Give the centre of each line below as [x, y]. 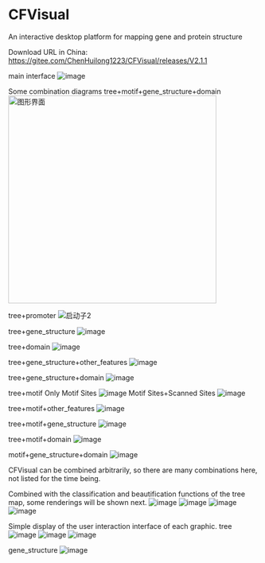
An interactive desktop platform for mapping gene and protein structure [125, 37]
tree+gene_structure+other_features [68, 362]
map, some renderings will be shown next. [78, 502]
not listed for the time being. [55, 478]
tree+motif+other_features [52, 408]
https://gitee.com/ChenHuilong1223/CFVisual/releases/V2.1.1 [108, 60]
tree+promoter [32, 315]
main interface [32, 76]
